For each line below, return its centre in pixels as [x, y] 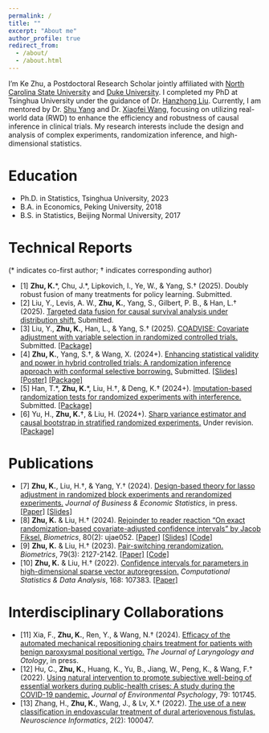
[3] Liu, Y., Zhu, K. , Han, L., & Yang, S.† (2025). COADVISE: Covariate [134, 328]
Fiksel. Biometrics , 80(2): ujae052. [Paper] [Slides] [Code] [116, 537]
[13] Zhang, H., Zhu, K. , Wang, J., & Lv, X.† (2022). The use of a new [133, 703]
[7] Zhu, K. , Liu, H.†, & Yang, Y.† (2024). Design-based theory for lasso [137, 486]
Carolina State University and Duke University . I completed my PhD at [123, 92]
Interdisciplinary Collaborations [116, 612]
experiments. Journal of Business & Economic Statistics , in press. [129, 503]
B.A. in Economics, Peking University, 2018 [91, 207]
